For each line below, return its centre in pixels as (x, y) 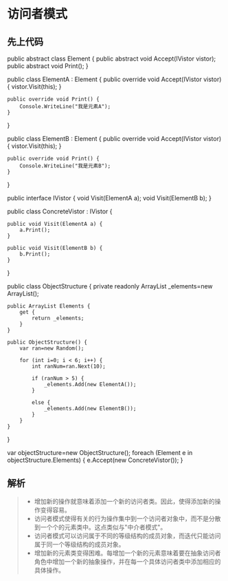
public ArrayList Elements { (49, 306)
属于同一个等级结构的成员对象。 (79, 544)
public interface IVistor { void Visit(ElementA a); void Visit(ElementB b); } (109, 198)
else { (41, 403)
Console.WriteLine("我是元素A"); (65, 107)
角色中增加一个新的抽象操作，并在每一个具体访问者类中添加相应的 (127, 561)
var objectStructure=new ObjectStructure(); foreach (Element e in (100, 453)
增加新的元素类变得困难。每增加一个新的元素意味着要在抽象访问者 (127, 553)
